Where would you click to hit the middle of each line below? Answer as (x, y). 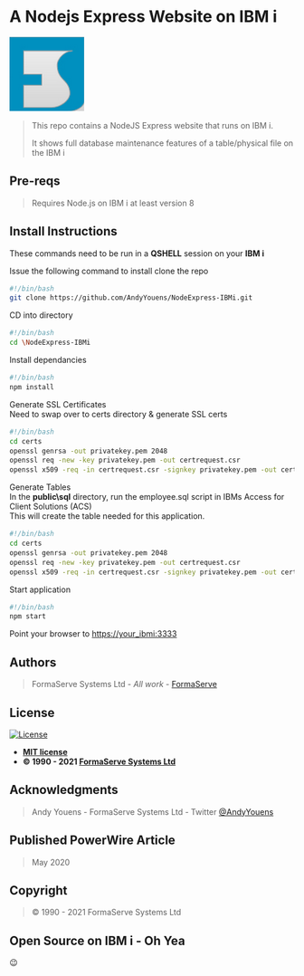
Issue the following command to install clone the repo (109, 271)
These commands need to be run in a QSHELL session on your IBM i (137, 253)
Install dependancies (48, 360)
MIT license (45, 751)
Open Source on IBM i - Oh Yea (97, 940)
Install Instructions (63, 231)
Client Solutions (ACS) (51, 507)
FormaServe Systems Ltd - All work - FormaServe (124, 684)
